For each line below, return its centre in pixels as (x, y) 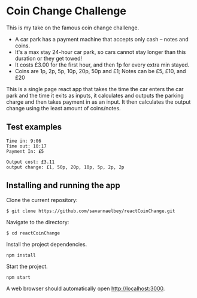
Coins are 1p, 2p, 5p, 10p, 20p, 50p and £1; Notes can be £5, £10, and (100, 71)
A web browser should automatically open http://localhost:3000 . (86, 288)
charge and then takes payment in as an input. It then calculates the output (99, 102)
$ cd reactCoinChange (33, 233)
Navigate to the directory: (38, 222)
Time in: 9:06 (24, 141)
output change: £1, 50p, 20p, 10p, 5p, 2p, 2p (65, 167)
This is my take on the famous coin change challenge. (73, 28)
